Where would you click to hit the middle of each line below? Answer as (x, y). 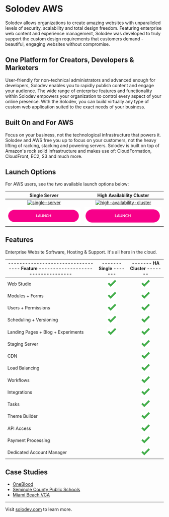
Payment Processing (29, 440)
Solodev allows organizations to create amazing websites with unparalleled (83, 23)
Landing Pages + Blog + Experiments (46, 332)
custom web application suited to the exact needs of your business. (75, 107)
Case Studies (26, 472)
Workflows (19, 380)
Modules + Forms (25, 296)
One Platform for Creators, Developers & (70, 60)
